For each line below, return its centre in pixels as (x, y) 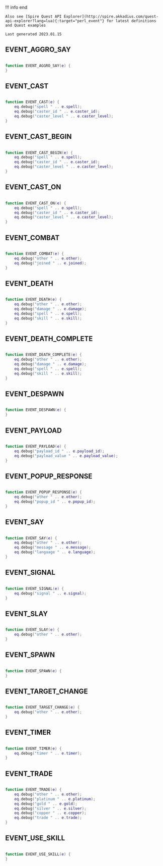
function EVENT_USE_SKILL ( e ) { (38, 854)
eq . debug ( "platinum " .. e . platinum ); (55, 799)
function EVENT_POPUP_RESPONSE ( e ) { (44, 492)
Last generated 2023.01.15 (33, 34)
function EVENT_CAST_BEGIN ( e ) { (39, 153)
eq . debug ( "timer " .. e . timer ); (48, 753)
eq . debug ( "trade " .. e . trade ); (48, 818)
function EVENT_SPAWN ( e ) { (33, 671)
